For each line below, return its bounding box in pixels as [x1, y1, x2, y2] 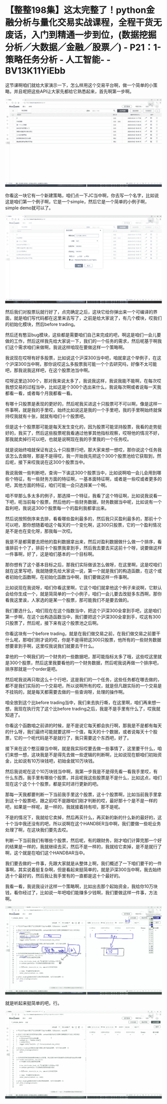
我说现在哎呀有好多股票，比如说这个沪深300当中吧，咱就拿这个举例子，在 [5, 355, 158, 361]
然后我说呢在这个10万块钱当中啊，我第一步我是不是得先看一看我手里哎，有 [5, 769, 158, 775]
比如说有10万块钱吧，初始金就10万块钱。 [13, 758, 97, 764]
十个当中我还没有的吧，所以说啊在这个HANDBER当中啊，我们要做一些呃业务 [5, 821, 162, 827]
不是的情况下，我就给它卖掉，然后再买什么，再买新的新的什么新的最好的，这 [5, 814, 162, 820]
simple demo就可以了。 [5, 205, 54, 211]
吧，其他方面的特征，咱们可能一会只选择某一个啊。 [5, 482, 110, 488]
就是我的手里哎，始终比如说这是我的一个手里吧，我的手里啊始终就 [22, 407, 158, 413]
